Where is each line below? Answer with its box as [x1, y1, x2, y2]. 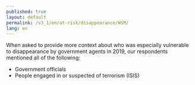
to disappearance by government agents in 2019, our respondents [6, 48, 168, 55]
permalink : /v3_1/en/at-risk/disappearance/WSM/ [6, 20, 129, 26]
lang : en [6, 25, 28, 32]
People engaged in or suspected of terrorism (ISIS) [14, 72, 140, 79]
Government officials [14, 66, 67, 73]
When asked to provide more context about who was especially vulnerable [6, 42, 189, 49]
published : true [6, 8, 46, 15]
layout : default [6, 14, 46, 20]
